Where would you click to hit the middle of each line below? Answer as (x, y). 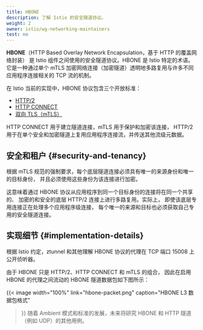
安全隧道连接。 (36, 215)
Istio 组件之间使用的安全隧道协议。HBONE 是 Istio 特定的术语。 (114, 60)
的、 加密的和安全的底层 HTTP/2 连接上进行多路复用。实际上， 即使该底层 (99, 199)
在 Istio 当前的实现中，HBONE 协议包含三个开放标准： (74, 88)
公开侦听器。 (22, 259)
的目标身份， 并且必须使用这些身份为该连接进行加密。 (74, 179)
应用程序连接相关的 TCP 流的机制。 (50, 75)
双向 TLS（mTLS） (39, 114)
